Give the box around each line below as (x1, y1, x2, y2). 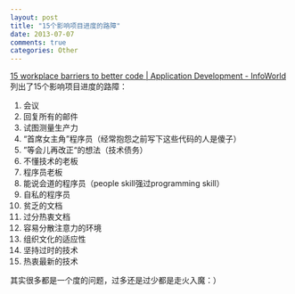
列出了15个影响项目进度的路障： (10, 81, 127, 92)
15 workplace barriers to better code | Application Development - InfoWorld (10, 70, 287, 81)
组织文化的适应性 (22, 233, 86, 245)
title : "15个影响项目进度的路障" (10, 21, 121, 30)
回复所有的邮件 (22, 111, 78, 122)
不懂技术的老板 (22, 156, 78, 167)
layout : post (10, 12, 59, 22)
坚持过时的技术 (22, 245, 78, 256)
